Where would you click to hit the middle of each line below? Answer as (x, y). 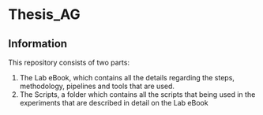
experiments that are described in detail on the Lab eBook (114, 103)
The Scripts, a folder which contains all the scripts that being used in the (137, 95)
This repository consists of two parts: (69, 62)
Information (38, 44)
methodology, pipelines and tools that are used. (97, 86)
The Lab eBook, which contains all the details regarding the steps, (127, 78)
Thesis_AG (44, 15)
